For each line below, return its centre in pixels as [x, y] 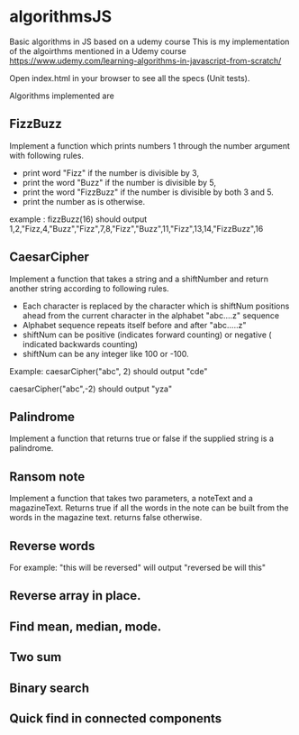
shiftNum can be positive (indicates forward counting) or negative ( [147, 335]
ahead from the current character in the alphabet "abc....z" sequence [151, 315]
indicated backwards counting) [80, 344]
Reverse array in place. [75, 596]
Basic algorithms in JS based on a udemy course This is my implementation [149, 41]
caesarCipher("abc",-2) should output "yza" [91, 389]
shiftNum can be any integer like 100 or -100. [105, 354]
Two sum [36, 657]
